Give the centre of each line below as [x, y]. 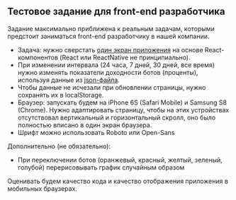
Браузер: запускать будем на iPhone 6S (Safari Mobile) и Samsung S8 [122, 102]
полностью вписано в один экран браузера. [85, 125]
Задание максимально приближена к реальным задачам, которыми [111, 28]
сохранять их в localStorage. [61, 95]
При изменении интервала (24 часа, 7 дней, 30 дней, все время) [116, 65]
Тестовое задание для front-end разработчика [116, 12]
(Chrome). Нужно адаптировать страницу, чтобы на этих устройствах [123, 110]
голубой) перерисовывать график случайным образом [101, 167]
